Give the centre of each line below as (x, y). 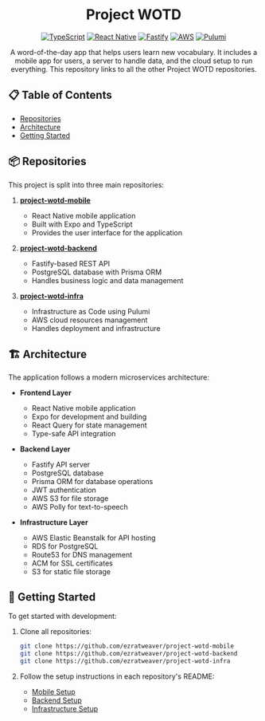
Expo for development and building (89, 417)
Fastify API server (61, 465)
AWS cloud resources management (90, 320)
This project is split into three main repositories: (86, 184)
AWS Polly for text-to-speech (80, 507)
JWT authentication (64, 490)
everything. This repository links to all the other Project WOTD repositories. (134, 69)
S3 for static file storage (71, 572)
